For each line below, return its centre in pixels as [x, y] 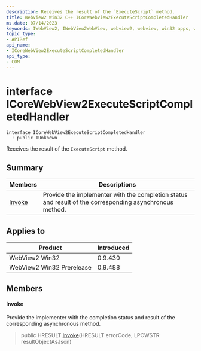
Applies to [26, 231]
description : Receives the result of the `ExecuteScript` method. [91, 12]
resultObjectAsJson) [46, 341]
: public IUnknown [35, 138]
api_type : [19, 56]
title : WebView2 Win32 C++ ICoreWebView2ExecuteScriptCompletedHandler [97, 17]
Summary [25, 168]
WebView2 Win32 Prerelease [50, 268]
